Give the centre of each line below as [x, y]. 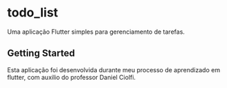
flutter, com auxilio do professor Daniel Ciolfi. [72, 77]
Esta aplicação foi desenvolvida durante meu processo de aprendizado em [113, 69]
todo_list [33, 13]
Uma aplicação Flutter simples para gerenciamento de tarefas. [96, 32]
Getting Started [41, 53]
